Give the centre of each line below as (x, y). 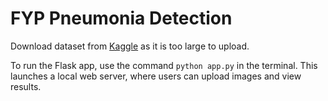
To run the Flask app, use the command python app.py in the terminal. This (164, 65)
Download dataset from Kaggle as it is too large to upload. (130, 46)
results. (26, 86)
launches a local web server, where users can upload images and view (156, 76)
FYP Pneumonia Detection (121, 18)
